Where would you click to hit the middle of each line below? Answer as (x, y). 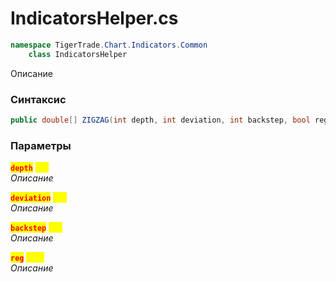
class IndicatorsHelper (78, 54)
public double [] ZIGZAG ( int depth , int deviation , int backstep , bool (160, 120)
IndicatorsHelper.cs (94, 18)
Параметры (41, 145)
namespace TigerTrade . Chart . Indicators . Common (109, 45)
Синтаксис (38, 99)
